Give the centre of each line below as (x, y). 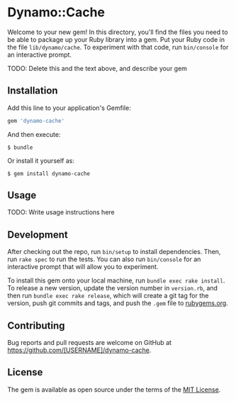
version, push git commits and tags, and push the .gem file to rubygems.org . (118, 303)
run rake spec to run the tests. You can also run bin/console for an (104, 259)
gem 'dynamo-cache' (36, 121)
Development (38, 235)
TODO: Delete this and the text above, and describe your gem (97, 68)
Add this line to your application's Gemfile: (69, 108)
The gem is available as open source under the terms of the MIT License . (114, 389)
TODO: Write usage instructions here (61, 212)
